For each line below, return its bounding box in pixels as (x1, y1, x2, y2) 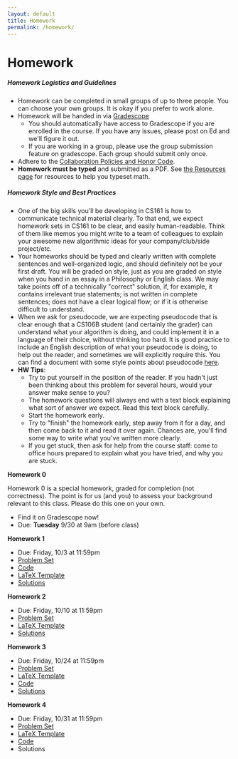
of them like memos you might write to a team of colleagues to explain (17, 229, 224, 237)
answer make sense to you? (28, 388, 110, 396)
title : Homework (7, 17, 55, 24)
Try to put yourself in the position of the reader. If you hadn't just (28, 373, 218, 381)
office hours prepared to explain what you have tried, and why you (28, 448, 223, 457)
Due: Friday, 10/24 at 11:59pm (17, 656, 104, 665)
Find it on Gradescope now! (17, 512, 99, 521)
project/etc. (17, 244, 52, 253)
